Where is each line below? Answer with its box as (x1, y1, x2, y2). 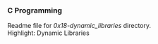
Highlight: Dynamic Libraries (7, 29, 90, 37)
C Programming (7, 6, 62, 15)
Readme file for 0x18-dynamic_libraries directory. (7, 22, 152, 30)
